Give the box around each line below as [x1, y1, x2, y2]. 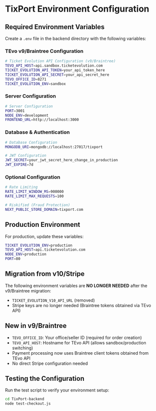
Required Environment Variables [5, 23, 105, 31]
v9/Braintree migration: [5, 288, 51, 293]
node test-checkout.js [5, 401, 51, 406]
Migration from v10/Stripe [5, 270, 85, 278]
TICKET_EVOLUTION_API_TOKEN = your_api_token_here [5, 68, 105, 73]
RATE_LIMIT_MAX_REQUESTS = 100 [5, 194, 64, 199]
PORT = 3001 [5, 108, 25, 113]
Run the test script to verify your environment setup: [5, 387, 109, 393]
